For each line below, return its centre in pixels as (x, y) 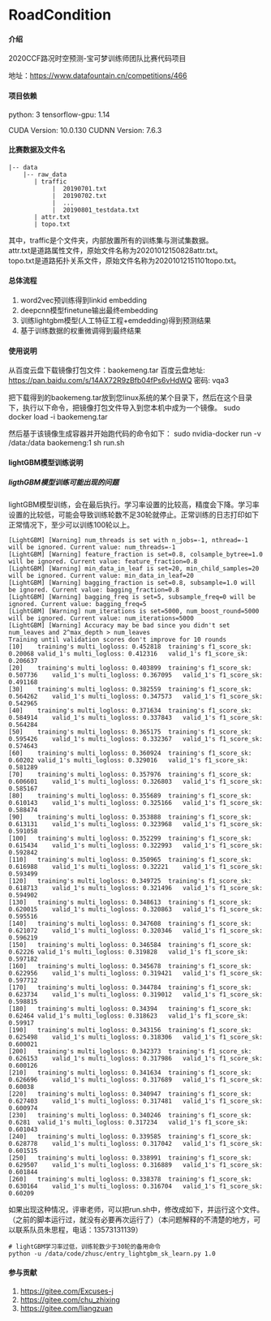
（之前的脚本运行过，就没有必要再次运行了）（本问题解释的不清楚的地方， (131, 1220)
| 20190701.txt (79, 188)
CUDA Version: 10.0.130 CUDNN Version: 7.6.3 (85, 130)
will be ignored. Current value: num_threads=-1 (92, 547)
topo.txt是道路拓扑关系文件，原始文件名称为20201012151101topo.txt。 (125, 260)
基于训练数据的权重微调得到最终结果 (81, 331)
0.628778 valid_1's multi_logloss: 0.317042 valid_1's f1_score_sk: (136, 1143)
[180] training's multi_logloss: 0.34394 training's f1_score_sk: (130, 1009)
